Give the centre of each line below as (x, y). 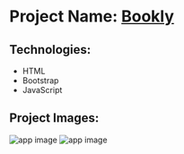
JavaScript (42, 90)
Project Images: (54, 118)
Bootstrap (40, 81)
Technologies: (50, 50)
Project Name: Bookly (92, 17)
